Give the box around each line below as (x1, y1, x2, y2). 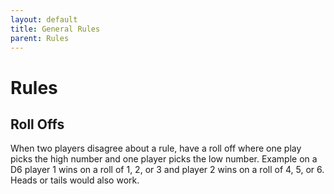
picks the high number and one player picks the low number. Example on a (10, 153, 318, 165)
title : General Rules (10, 24, 101, 34)
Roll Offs (10, 116, 65, 133)
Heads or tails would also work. (10, 174, 140, 186)
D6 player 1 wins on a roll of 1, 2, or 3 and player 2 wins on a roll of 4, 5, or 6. (10, 164, 325, 176)
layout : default (10, 14, 78, 25)
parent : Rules (10, 33, 70, 43)
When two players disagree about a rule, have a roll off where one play (10, 142, 302, 155)
